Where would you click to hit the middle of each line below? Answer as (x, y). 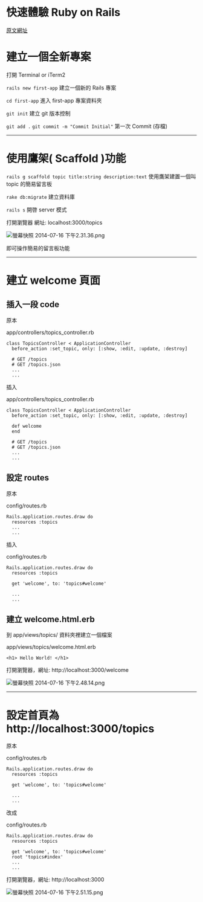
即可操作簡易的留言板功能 (38, 248)
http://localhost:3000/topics (80, 728)
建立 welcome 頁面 (53, 280)
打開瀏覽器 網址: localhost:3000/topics (54, 222)
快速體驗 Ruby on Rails (63, 12)
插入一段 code (33, 305)
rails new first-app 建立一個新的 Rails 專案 (61, 88)
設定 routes (28, 478)
